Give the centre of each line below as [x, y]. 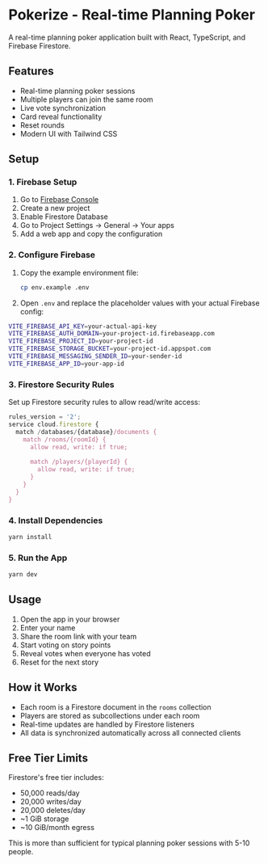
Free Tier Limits [48, 759]
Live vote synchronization [63, 107]
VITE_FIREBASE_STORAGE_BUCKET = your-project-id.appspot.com [110, 349]
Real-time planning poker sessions [77, 91]
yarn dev [23, 575]
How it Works [43, 687]
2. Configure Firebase [52, 255]
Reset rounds [42, 125]
